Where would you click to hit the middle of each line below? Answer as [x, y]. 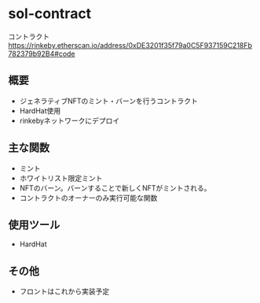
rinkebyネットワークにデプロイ [70, 120]
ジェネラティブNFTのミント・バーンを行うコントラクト [109, 101]
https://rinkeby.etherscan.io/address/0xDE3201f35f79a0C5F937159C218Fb [130, 45]
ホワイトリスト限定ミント [61, 178]
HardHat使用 [40, 110]
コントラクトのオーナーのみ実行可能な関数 [88, 198]
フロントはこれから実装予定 [64, 291]
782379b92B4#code [42, 54]
